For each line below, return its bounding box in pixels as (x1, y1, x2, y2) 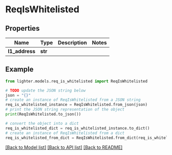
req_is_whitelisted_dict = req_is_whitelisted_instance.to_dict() (5, 125, 150, 131)
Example (5, 65, 34, 74)
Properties (5, 24, 40, 33)
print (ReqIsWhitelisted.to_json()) (5, 112, 81, 117)
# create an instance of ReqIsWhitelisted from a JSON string (5, 97, 141, 103)
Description (58, 39, 87, 46)
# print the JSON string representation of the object (5, 107, 125, 112)
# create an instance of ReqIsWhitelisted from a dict (5, 130, 125, 136)
